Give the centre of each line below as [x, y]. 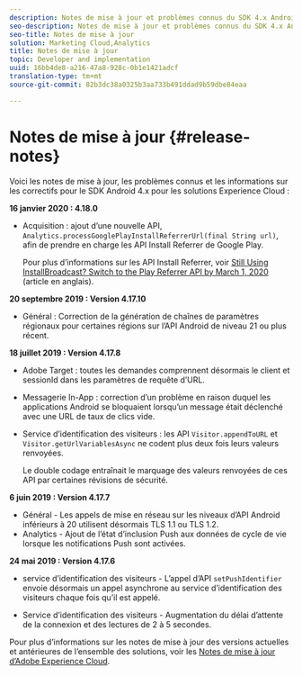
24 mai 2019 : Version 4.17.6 [62, 561]
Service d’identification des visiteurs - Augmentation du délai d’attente [153, 615]
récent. [36, 335]
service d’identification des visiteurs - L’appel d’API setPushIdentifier [152, 578]
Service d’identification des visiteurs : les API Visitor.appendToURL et [150, 434]
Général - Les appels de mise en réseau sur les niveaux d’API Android [151, 515]
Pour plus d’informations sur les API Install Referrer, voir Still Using [145, 262]
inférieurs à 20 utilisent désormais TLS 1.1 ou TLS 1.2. [120, 524]
